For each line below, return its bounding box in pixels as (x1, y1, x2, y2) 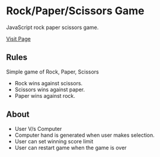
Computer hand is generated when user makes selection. (14, 132, 155, 139)
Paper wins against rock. (14, 92, 76, 99)
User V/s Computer (14, 125, 62, 132)
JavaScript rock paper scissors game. (6, 24, 99, 31)
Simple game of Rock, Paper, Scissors (6, 68, 99, 75)
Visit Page (6, 35, 31, 42)
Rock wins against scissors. (14, 79, 83, 86)
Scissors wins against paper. (14, 86, 85, 93)
